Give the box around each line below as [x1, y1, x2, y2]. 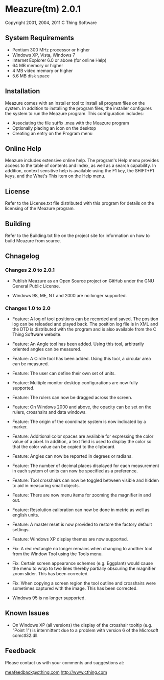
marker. [12, 423, 28, 429]
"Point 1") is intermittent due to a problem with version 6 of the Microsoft [12, 627, 159, 633]
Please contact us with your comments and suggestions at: [5, 659, 124, 665]
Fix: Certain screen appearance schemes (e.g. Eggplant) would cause [12, 560, 153, 566]
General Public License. [12, 283, 60, 289]
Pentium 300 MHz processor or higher [12, 47, 90, 52]
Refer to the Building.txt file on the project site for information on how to [5, 233, 150, 238]
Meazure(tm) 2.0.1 [5, 3, 81, 15]
